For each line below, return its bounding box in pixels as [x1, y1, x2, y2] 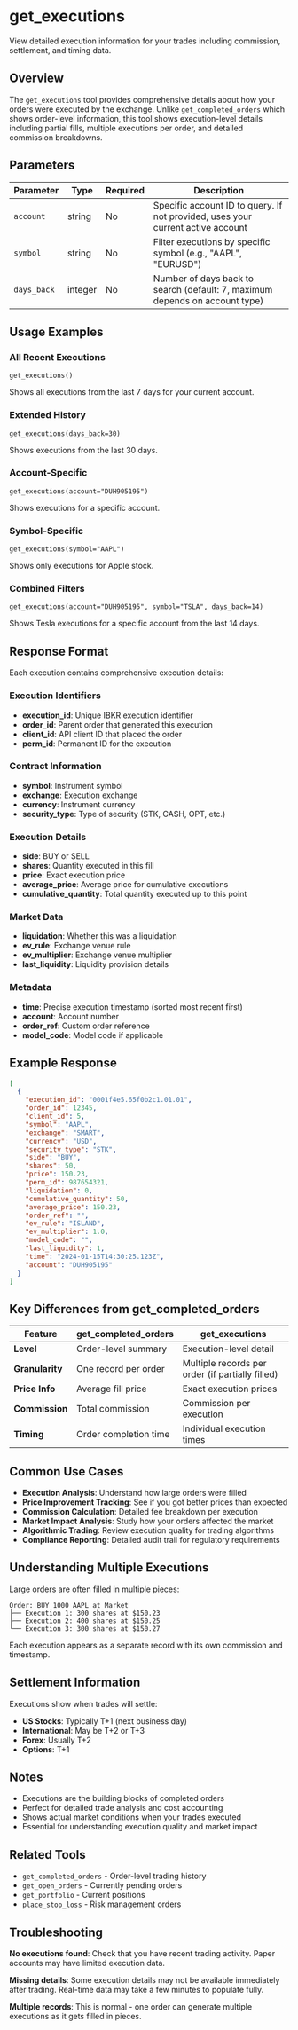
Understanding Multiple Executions [9, 1560, 209, 1576]
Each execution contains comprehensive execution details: [9, 667, 224, 678]
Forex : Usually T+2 [21, 1735, 91, 1745]
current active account [153, 221, 248, 233]
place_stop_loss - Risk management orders [21, 1899, 182, 1909]
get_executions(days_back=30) [9, 429, 122, 438]
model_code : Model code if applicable [21, 1029, 164, 1040]
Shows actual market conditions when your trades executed [21, 1812, 242, 1822]
